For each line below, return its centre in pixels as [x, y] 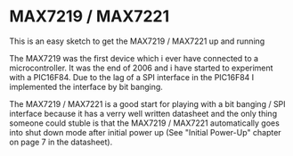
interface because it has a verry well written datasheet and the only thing [143, 113]
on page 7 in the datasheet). [61, 142]
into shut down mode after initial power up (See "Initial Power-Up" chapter [146, 132]
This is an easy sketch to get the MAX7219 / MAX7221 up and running [137, 41]
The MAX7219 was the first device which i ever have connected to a [134, 58]
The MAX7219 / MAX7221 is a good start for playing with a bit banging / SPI [148, 103]
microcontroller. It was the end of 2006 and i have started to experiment [141, 68]
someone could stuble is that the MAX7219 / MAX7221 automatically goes [145, 123]
